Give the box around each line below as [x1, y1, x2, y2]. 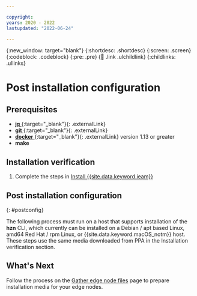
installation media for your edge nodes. [6, 283, 103, 290]
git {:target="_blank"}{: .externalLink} [14, 127, 108, 134]
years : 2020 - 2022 [6, 19, 55, 26]
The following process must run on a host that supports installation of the [6, 218, 188, 225]
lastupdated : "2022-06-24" [6, 25, 74, 31]
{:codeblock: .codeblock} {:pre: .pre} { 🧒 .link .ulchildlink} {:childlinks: [6, 53, 176, 61]
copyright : [6, 14, 34, 20]
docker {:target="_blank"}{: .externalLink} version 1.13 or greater [14, 133, 175, 140]
